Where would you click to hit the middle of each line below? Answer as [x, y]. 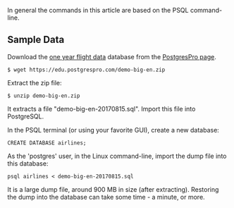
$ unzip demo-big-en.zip [44, 96]
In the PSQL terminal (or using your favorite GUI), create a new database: [113, 130]
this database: [28, 163]
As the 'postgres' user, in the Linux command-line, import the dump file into [117, 156]
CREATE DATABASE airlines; [47, 143]
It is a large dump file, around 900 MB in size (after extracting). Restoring [113, 189]
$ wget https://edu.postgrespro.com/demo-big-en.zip [86, 70]
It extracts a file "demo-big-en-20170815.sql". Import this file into [101, 109]
